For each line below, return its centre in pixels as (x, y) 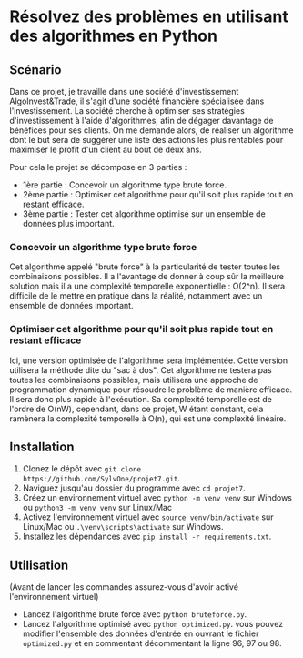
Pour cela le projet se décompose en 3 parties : (98, 167)
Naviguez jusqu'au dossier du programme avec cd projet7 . (134, 488)
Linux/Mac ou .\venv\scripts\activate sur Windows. (123, 527)
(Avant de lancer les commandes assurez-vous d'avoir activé (124, 587)
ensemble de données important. (71, 306)
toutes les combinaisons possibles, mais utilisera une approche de (134, 380)
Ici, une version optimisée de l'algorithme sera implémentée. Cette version (149, 360)
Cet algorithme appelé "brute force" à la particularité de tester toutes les (145, 267)
